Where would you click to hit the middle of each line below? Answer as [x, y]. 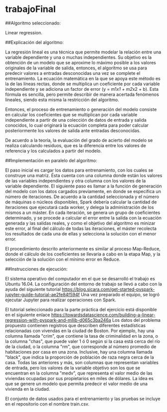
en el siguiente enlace [28, 315]
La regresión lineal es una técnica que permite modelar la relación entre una [83, 52]
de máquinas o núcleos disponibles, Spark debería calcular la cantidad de [81, 202]
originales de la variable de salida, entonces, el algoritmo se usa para [76, 68]
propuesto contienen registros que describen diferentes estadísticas [76, 325]
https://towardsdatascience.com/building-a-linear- [103, 315]
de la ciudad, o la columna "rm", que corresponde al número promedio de [81, 346]
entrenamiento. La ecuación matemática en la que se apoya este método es [83, 78]
